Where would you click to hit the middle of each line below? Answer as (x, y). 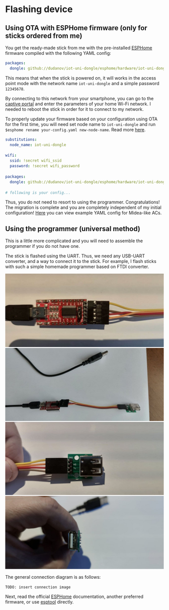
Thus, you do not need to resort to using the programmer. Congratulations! (82, 202)
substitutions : (21, 140)
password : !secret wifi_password (45, 166)
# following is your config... (38, 192)
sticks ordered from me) (44, 36)
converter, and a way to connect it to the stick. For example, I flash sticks (81, 261)
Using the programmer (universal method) (73, 228)
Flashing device (39, 9)
